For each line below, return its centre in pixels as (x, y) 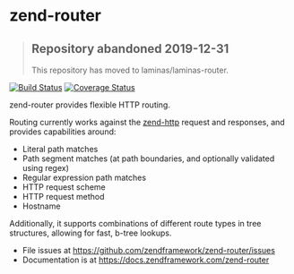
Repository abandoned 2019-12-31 (130, 49)
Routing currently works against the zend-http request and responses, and (147, 122)
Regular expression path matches (84, 177)
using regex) (46, 168)
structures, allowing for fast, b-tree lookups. (91, 233)
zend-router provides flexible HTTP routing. (90, 105)
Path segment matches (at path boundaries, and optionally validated (148, 158)
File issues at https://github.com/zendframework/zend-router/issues (149, 250)
